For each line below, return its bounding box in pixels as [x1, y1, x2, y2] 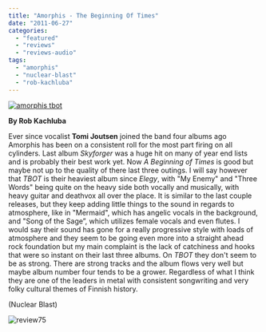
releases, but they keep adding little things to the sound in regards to [8, 199, 235, 208]
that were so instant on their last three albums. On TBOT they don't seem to [8, 250, 257, 259]
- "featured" [15, 34, 59, 42]
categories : [8, 26, 48, 34]
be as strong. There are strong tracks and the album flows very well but [8, 259, 244, 268]
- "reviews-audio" [15, 49, 77, 57]
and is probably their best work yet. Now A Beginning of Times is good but [8, 156, 254, 166]
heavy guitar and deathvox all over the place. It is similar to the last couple [8, 191, 252, 200]
